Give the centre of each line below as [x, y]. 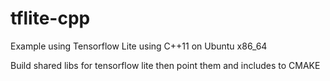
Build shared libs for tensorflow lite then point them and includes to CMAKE [165, 65]
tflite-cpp [50, 18]
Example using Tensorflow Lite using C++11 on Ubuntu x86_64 [139, 46]
